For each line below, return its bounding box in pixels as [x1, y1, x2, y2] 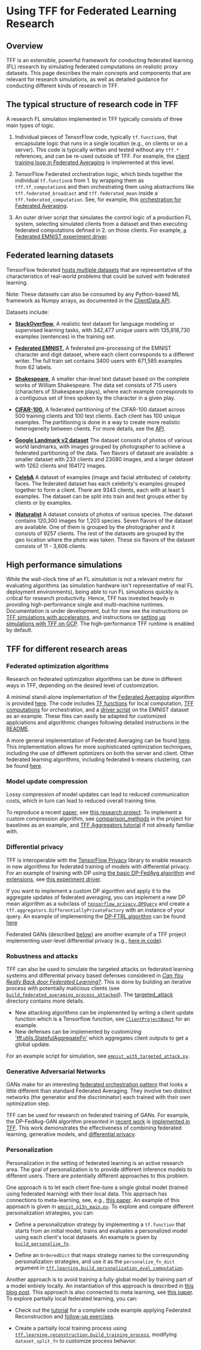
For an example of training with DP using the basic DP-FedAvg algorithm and [6, 869, 195, 876]
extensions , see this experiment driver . [6, 876, 102, 883]
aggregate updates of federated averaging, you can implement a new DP [6, 894, 186, 901]
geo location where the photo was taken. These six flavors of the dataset [14, 536, 195, 543]
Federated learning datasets [6, 250, 114, 261]
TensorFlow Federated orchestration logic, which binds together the [14, 170, 183, 177]
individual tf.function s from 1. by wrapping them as [14, 177, 144, 184]
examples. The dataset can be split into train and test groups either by [14, 492, 188, 500]
